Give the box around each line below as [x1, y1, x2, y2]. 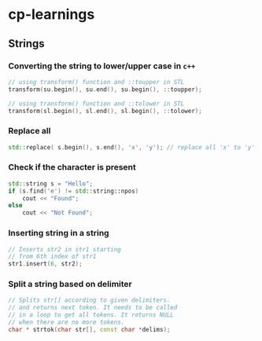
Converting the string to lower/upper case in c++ [8, 60, 196, 71]
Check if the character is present [8, 162, 136, 173]
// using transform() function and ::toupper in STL [8, 78, 185, 86]
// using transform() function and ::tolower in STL [8, 100, 185, 108]
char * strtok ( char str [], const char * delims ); [8, 325, 171, 333]
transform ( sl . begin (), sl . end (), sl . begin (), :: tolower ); [8, 107, 202, 115]
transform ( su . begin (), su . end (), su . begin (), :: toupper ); [8, 85, 202, 93]
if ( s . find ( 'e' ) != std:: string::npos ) [8, 187, 139, 195]
